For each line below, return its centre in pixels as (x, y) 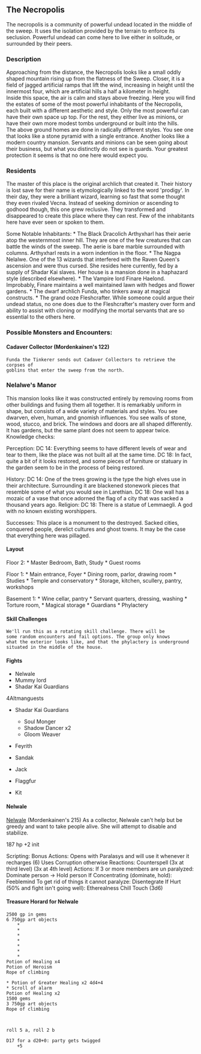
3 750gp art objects (32, 1003)
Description (24, 59)
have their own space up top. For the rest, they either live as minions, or (95, 117)
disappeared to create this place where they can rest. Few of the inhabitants (100, 216)
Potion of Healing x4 (33, 961)
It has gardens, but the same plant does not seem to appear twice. (88, 430)
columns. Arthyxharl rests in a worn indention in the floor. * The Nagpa (94, 253)
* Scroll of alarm (29, 988)
